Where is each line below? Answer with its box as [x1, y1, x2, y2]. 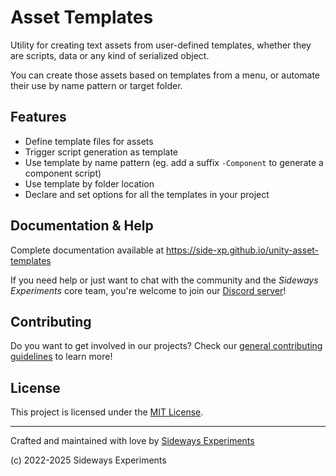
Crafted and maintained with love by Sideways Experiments [10, 435, 255, 447]
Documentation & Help [10, 217, 154, 235]
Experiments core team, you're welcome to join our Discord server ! [10, 284, 287, 296]
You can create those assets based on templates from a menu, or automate [10, 69, 321, 81]
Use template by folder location [24, 177, 155, 190]
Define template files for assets [24, 135, 154, 147]
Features [10, 109, 67, 126]
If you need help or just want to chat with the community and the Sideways [10, 274, 319, 286]
